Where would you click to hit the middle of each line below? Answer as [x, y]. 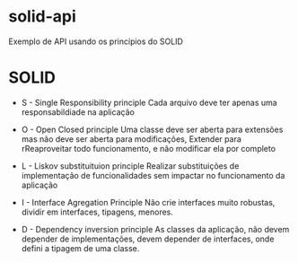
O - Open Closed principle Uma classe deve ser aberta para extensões [152, 129]
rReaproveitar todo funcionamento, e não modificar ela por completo [148, 148]
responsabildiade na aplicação [78, 112]
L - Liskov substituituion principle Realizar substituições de [130, 166]
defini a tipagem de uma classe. [80, 248]
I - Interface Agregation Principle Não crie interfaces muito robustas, [148, 202]
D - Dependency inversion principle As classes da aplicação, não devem [155, 229]
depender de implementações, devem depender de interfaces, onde [148, 239]
